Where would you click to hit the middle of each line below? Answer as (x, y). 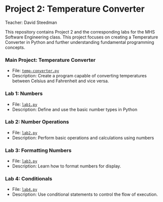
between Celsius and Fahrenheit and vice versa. (61, 81)
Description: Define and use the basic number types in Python (75, 109)
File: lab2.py (25, 132)
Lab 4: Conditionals (29, 179)
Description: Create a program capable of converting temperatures (79, 76)
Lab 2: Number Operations (37, 122)
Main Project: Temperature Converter (51, 60)
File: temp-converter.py (36, 71)
